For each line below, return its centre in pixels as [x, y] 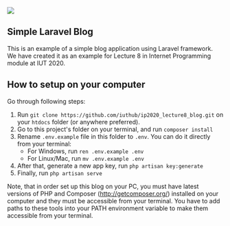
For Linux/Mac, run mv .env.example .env [85, 158]
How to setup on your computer [76, 85]
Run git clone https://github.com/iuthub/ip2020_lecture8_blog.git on [120, 114]
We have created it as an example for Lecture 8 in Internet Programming [109, 56]
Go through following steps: [46, 101]
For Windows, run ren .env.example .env [85, 151]
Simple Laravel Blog [50, 32]
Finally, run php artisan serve [60, 173]
